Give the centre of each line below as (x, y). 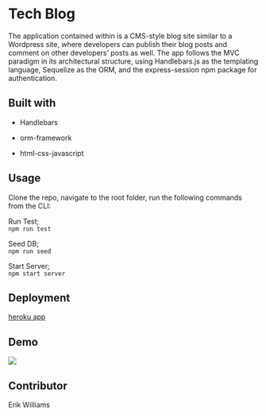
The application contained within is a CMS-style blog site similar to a (120, 36)
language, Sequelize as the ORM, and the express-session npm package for (133, 69)
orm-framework (46, 138)
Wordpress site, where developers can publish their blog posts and (118, 44)
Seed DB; (24, 243)
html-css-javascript (52, 153)
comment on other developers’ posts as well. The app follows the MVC (124, 52)
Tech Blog (42, 14)
